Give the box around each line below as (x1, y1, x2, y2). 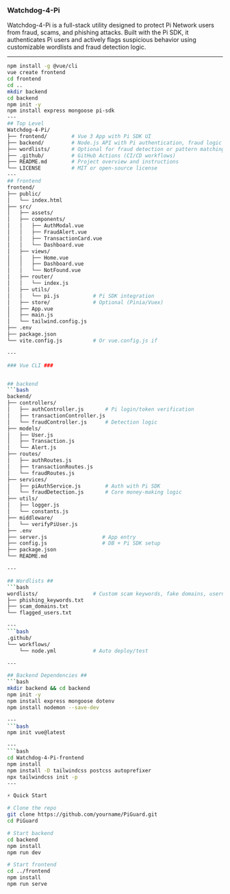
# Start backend (7, 829, 53, 836)
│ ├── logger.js (7, 502, 60, 509)
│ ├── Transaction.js (7, 438, 75, 445)
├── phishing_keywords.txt (7, 597, 84, 604)
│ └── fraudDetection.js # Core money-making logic (7, 489, 183, 496)
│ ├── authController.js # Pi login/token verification (7, 406, 194, 413)
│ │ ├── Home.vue (7, 254, 69, 261)
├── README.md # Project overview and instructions (7, 159, 179, 165)
